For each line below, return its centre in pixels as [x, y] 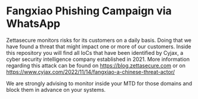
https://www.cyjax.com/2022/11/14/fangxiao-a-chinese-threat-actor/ [90, 72]
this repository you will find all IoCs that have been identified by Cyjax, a [95, 52]
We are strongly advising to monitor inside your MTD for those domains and [99, 83]
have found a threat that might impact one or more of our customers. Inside [99, 47]
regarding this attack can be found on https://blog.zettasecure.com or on [96, 65]
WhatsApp [33, 24]
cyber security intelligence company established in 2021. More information [98, 59]
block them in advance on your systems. [56, 89]
